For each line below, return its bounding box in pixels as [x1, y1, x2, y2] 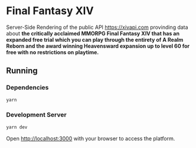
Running [6, 66, 38, 76]
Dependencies [6, 84, 49, 92]
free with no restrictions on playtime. [6, 48, 99, 55]
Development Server [6, 111, 67, 119]
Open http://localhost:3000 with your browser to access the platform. [6, 134, 175, 142]
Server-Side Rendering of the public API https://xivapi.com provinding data [6, 24, 188, 31]
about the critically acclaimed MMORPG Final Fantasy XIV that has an [6, 29, 180, 37]
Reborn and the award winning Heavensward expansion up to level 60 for [6, 42, 190, 50]
